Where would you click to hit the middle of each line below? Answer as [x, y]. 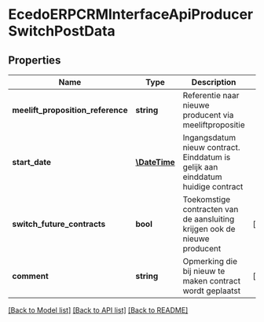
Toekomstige [207, 199]
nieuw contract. [211, 147]
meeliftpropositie [214, 125]
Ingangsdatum [209, 137]
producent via [208, 115]
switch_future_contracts [59, 224]
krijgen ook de [209, 229]
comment [30, 276]
